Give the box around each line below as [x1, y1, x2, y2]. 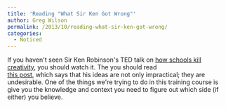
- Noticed [13, 36, 42, 43]
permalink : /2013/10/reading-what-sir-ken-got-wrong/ [7, 23, 168, 30]
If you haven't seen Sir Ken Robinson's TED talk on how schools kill [7, 55, 201, 64]
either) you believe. [7, 93, 63, 102]
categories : [7, 29, 42, 37]
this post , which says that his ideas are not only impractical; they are [7, 71, 206, 79]
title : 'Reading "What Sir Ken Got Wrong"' [7, 10, 137, 18]
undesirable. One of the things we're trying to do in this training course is [7, 78, 219, 86]
